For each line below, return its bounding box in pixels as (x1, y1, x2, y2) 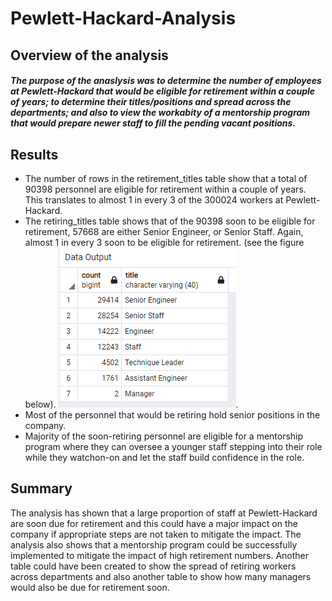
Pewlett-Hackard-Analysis (10, 7, 237, 30)
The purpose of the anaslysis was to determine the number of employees (10, 75, 322, 87)
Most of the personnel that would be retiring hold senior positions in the (24, 408, 321, 421)
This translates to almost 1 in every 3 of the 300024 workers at (24, 193, 284, 206)
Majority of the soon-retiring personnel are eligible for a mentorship (24, 430, 304, 442)
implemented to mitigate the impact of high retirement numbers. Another (10, 549, 310, 561)
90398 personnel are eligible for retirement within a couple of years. (24, 183, 307, 195)
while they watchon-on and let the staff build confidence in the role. (24, 451, 305, 463)
